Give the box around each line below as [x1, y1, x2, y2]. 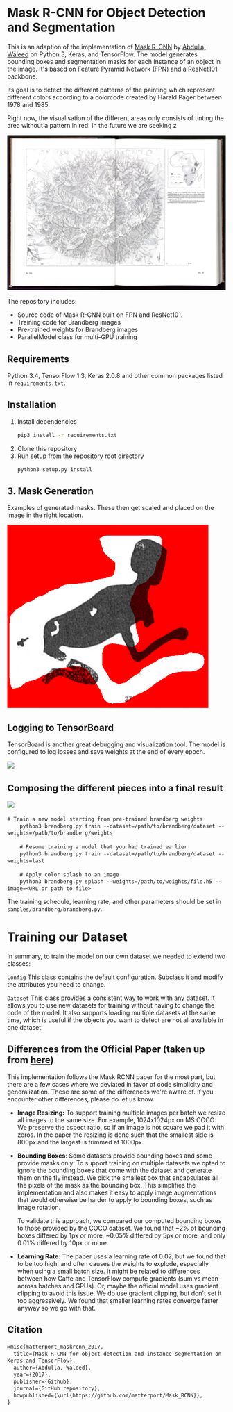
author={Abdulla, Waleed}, [13, 1364, 92, 1371]
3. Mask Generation [7, 485, 94, 498]
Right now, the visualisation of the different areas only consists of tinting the [7, 113, 224, 122]
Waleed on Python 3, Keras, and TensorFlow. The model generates [7, 50, 198, 58]
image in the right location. [7, 511, 84, 519]
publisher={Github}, [13, 1378, 73, 1385]
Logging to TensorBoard [7, 721, 114, 734]
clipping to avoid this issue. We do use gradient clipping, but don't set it [17, 1289, 222, 1297]
